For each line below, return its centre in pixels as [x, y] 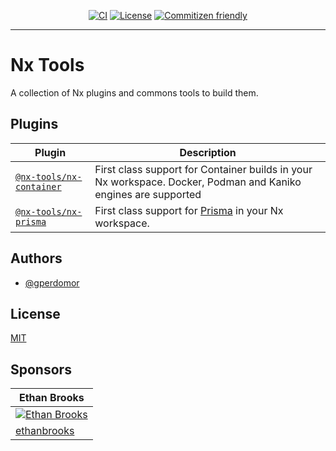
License [35, 313]
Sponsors [41, 369]
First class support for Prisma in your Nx [189, 210]
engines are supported [148, 194]
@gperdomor [52, 282]
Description [208, 152]
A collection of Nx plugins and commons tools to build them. [134, 92]
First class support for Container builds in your [203, 169]
